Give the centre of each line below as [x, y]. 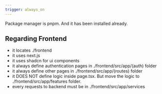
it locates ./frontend [32, 50]
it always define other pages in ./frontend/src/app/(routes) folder [77, 71]
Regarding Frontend [36, 39]
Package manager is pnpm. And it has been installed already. [66, 23]
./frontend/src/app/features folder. [47, 81]
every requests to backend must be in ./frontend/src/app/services [79, 87]
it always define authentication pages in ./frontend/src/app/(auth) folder [84, 66]
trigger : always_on [25, 9]
